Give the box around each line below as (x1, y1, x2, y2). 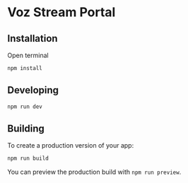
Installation (7, 33, 58, 45)
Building (7, 122, 45, 134)
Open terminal (7, 51, 49, 59)
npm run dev (7, 103, 42, 110)
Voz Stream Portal (7, 4, 116, 20)
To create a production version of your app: (7, 141, 134, 150)
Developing (7, 84, 59, 96)
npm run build (7, 155, 49, 163)
